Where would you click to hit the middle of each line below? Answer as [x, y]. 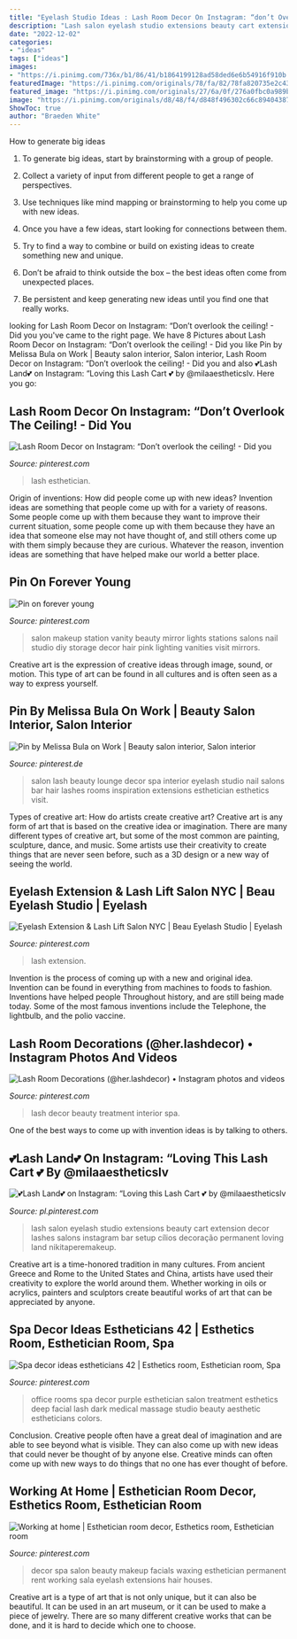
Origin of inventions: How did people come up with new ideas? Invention [141, 498]
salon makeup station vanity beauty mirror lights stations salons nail [154, 638]
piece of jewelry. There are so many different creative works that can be [141, 1616]
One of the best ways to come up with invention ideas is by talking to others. [148, 1130]
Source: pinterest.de [46, 764]
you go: [23, 384]
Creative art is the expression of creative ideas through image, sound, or [141, 664]
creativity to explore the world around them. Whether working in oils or [138, 1283]
